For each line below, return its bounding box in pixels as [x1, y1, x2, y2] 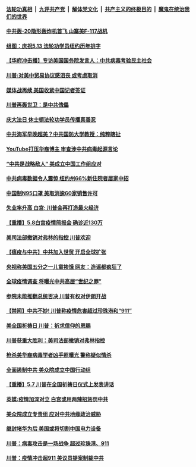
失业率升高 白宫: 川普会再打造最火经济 [6, 204, 99, 211]
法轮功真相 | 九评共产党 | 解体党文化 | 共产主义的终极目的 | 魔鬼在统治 [6, 5, 185, 12]
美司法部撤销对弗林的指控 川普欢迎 [6, 234, 91, 241]
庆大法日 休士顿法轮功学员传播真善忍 [6, 116, 96, 123]
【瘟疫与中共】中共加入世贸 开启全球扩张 [6, 249, 107, 256]
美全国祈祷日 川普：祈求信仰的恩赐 [6, 322, 91, 330]
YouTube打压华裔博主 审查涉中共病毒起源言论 [6, 145, 118, 152]
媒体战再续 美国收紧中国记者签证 [6, 86, 86, 93]
